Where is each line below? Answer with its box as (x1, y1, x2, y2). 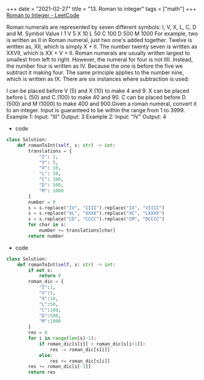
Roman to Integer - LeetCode (6, 12, 80, 19)
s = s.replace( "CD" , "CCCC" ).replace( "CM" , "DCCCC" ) (28, 216, 165, 222)
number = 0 (28, 199, 56, 205)
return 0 (38, 273, 62, 279)
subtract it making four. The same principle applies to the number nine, (6, 69, 185, 76)
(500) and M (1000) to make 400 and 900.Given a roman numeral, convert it (6, 100, 197, 107)
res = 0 (28, 329, 47, 336)
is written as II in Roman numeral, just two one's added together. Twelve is (6, 37, 192, 43)
